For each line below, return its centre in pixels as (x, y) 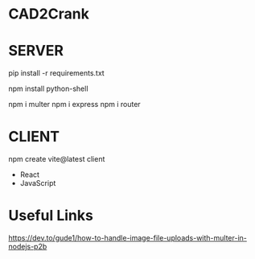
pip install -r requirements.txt (56, 73)
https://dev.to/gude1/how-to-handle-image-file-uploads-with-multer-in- (128, 238)
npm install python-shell (48, 88)
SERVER (36, 51)
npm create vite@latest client (57, 159)
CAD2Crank (49, 14)
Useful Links (51, 216)
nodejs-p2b (28, 247)
